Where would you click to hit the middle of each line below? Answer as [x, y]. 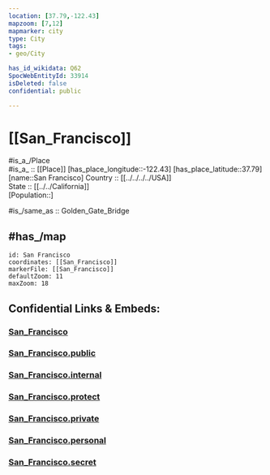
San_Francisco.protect [54, 397]
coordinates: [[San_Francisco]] [63, 262]
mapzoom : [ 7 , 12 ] [36, 24]
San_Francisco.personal [58, 441]
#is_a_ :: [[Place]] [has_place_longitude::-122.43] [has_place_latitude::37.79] [135, 169]
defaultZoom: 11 [36, 277]
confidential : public [45, 91]
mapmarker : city [36, 31]
